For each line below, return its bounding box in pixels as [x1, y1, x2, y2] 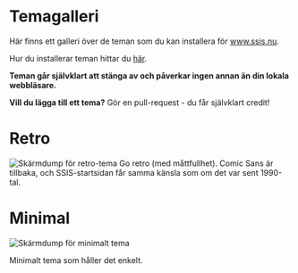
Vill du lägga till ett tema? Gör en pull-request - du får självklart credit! [9, 96, 270, 108]
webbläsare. [9, 79, 56, 90]
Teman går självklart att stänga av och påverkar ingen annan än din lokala [9, 70, 289, 81]
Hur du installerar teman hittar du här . [9, 53, 148, 63]
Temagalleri [9, 6, 99, 27]
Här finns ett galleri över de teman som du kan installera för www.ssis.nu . [9, 36, 280, 46]
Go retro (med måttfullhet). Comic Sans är [119, 158, 274, 169]
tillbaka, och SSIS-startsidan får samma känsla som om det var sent [9, 167, 259, 178]
